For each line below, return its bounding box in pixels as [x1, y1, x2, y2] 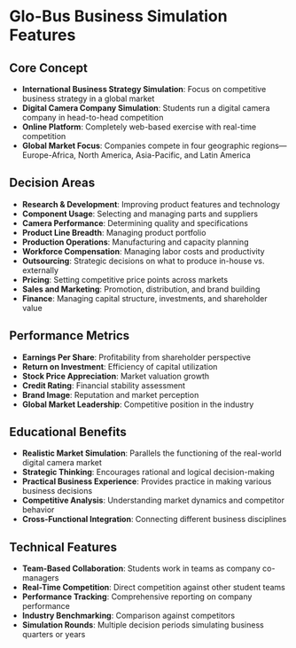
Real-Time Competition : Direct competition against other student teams [21, 582, 285, 593]
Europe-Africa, [21, 150, 77, 160]
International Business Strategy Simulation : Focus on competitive [21, 84, 267, 94]
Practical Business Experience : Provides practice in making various [21, 476, 272, 487]
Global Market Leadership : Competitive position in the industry [21, 399, 254, 410]
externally [21, 264, 59, 276]
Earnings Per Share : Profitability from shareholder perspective [21, 352, 251, 363]
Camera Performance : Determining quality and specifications [21, 217, 248, 228]
